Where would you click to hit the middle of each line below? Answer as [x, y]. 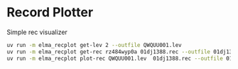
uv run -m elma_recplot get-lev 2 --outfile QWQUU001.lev [94, 45]
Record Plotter [50, 12]
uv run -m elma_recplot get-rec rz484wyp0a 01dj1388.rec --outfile [109, 52]
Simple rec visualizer [37, 32]
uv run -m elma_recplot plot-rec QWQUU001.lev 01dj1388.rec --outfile [115, 58]
